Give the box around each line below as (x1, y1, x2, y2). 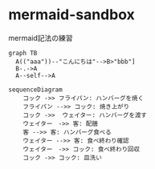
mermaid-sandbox (8, 6, 135, 24)
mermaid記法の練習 (8, 33, 74, 42)
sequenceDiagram (8, 86, 63, 94)
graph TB (8, 49, 38, 57)
